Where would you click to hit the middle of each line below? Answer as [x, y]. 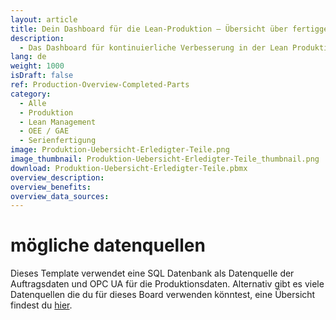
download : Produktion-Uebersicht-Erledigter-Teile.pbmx [129, 168]
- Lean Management [58, 122]
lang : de [28, 57]
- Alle [33, 103]
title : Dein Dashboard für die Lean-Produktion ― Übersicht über [149, 29]
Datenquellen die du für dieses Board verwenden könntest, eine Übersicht [163, 295]
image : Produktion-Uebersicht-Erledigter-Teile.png [120, 150]
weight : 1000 [37, 66]
